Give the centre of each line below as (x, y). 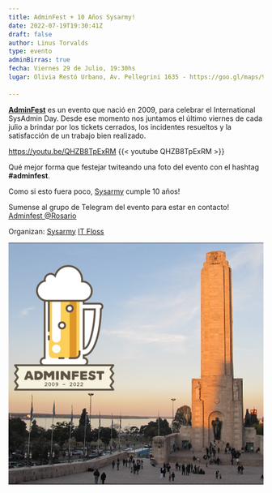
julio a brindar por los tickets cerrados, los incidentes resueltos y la (120, 126)
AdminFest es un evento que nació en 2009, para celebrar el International (132, 109)
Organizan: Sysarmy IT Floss (56, 231)
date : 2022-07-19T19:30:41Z (56, 26)
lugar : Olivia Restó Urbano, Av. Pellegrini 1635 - (97, 77)
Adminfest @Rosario (42, 216)
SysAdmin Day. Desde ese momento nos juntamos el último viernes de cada (136, 118)
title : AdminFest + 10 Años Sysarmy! (72, 17)
